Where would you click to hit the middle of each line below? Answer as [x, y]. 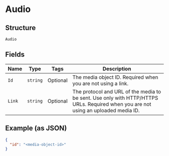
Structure [21, 28]
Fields [15, 54]
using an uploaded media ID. [106, 110]
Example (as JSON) [36, 128]
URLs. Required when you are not [112, 104]
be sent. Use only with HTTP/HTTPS [115, 98]
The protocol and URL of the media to [117, 91]
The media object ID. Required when [115, 77]
